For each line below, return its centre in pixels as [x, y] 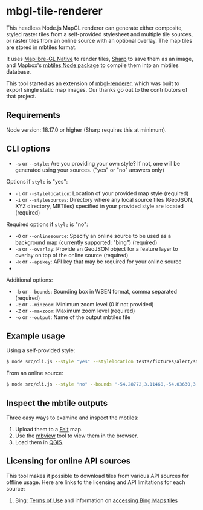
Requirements [33, 115]
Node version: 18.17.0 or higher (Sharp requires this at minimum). [87, 130]
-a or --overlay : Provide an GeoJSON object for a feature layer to [96, 248]
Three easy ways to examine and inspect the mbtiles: [72, 418]
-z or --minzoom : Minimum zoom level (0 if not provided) [84, 304]
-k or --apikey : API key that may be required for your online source [98, 262]
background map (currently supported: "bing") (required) [86, 242]
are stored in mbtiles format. [41, 47]
